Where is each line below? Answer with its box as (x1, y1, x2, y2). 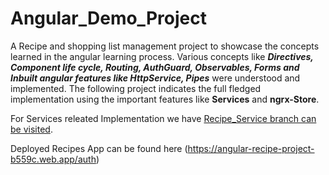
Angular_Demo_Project (10, 7, 207, 30)
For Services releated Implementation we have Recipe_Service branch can (10, 112, 317, 124)
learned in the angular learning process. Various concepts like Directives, (10, 50, 314, 62)
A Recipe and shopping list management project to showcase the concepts (10, 40, 320, 52)
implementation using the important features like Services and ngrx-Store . (10, 93, 320, 105)
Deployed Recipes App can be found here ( (10, 142, 188, 154)
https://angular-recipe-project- (187, 142, 315, 154)
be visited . (10, 123, 53, 135)
